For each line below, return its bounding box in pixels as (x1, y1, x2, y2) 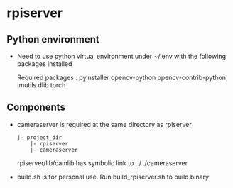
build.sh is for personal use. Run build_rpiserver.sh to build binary (16, 172, 209, 181)
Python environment (6, 33, 100, 45)
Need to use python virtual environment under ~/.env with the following (16, 52, 227, 60)
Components (6, 101, 65, 114)
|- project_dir (16, 133, 63, 141)
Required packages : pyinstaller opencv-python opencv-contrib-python (16, 73, 227, 82)
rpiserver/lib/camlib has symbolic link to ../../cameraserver (16, 158, 188, 167)
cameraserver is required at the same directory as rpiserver (16, 120, 193, 128)
